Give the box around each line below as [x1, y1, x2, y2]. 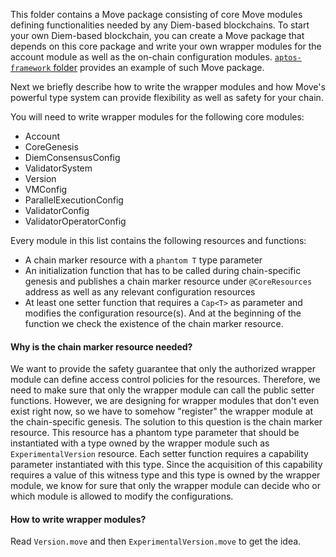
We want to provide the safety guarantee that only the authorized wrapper [10, 363, 317, 375]
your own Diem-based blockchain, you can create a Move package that [10, 30, 305, 41]
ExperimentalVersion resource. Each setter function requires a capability [10, 448, 309, 460]
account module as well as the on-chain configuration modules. [10, 51, 273, 63]
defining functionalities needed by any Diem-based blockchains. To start [10, 19, 310, 31]
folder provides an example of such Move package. [53, 62, 265, 73]
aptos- [274, 53, 302, 63]
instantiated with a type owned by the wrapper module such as [10, 437, 270, 449]
